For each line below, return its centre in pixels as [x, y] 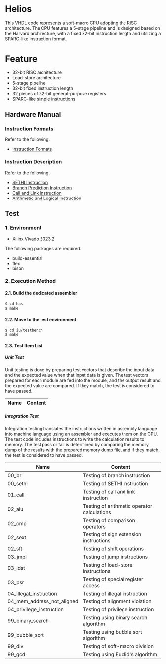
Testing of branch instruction [117, 475]
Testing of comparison [109, 520]
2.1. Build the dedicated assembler [41, 293]
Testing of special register [113, 579]
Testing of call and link [109, 491]
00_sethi [18, 483]
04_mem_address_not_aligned [43, 601]
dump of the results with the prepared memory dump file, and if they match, [82, 450]
